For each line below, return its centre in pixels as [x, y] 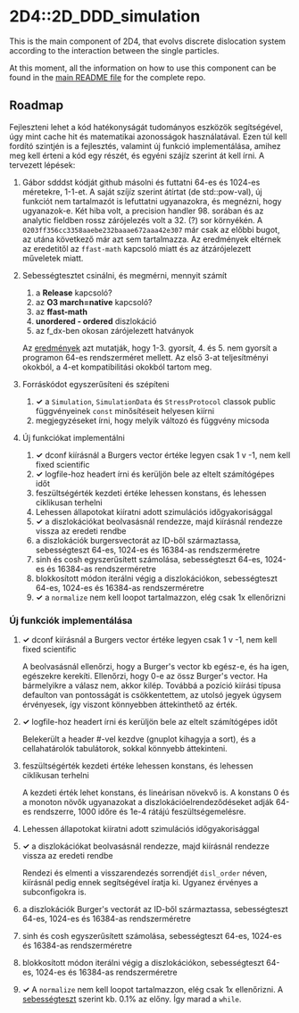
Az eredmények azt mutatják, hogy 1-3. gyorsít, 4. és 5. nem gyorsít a [149, 348]
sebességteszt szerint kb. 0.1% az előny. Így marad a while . [132, 999]
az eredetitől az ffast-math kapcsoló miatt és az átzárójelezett [137, 248]
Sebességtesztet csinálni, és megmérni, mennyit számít [125, 275]
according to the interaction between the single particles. [115, 50]
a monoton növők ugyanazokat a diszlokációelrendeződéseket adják [148, 802]
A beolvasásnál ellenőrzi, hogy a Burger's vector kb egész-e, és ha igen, [156, 667]
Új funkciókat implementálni [73, 437]
